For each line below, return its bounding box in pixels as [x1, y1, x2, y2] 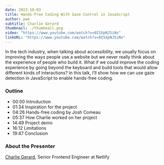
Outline [5, 87, 23, 94]
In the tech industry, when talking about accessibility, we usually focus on [5, 48, 156, 55]
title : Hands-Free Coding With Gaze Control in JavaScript [5, 12, 130, 17]
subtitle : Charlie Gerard [5, 21, 59, 26]
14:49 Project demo [12, 120, 53, 126]
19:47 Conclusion [12, 130, 48, 137]
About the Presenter [5, 143, 56, 150]
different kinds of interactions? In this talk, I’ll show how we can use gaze [5, 70, 155, 76]
